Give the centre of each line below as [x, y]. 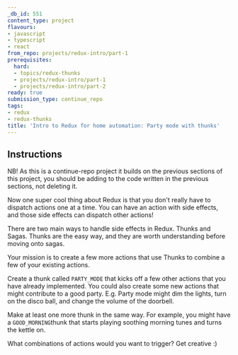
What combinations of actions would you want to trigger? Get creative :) [112, 344]
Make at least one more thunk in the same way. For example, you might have [119, 315]
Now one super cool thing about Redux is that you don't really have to [109, 200]
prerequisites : [30, 60]
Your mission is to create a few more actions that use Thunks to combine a [116, 257]
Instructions [35, 154]
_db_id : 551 [25, 14]
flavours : [22, 27]
